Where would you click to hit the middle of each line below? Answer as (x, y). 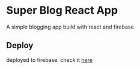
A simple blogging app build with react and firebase (70, 27)
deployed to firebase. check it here (50, 59)
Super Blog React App (62, 10)
